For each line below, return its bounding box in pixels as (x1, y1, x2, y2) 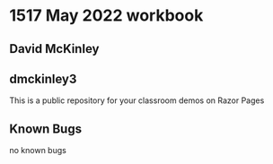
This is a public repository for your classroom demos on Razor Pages (9, 95, 265, 106)
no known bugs (9, 145, 67, 156)
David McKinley (9, 41, 100, 56)
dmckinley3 (9, 71, 77, 86)
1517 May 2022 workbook (9, 5, 204, 26)
